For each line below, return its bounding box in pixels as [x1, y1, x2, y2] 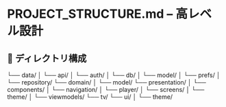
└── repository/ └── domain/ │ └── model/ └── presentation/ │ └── [7, 78, 207, 86]
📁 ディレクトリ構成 [7, 52, 87, 64]
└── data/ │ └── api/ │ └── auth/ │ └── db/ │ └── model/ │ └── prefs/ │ [7, 71, 221, 79]
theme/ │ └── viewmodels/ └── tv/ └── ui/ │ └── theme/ [7, 93, 173, 101]
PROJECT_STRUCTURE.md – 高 [7, 6, 188, 22]
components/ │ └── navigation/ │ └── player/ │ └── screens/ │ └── [7, 86, 205, 93]
